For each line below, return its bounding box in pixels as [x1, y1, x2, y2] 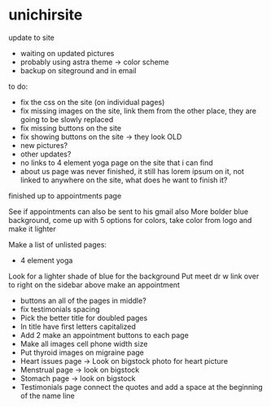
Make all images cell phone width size [20, 339, 148, 348]
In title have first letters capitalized [20, 322, 137, 331]
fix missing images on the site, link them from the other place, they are [20, 106, 256, 116]
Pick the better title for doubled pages [20, 313, 148, 322]
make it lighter [8, 224, 57, 234]
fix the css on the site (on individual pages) [20, 97, 165, 107]
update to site [8, 33, 55, 42]
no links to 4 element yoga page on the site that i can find [20, 157, 213, 168]
